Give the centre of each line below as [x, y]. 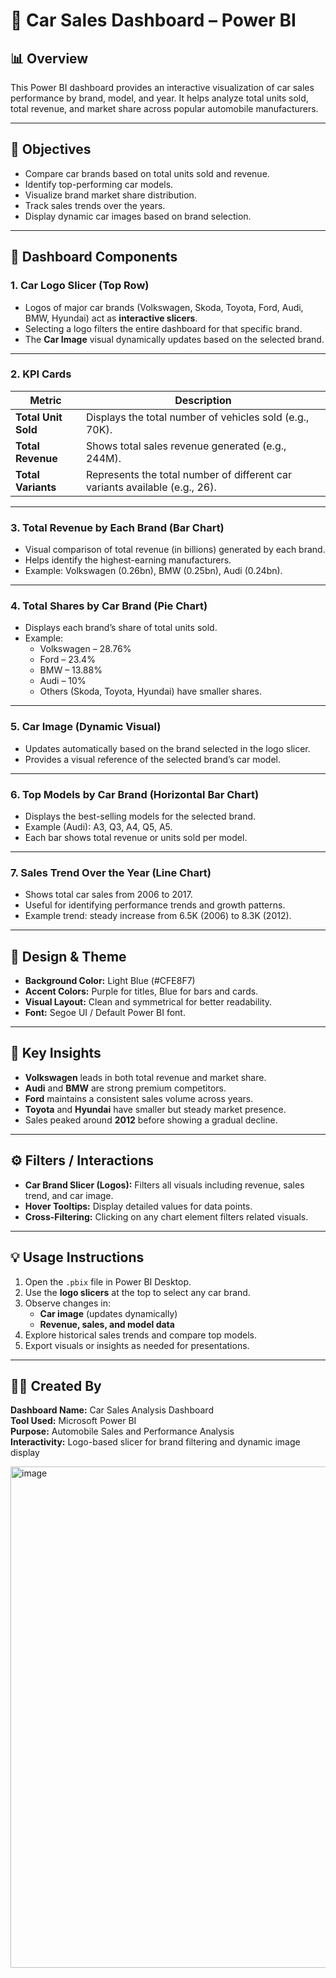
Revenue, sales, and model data [107, 1324]
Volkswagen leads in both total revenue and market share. [145, 1077]
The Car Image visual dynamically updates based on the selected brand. [174, 339]
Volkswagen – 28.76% [85, 649]
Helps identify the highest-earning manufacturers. [128, 560]
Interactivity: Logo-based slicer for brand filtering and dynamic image [155, 1442]
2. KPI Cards [41, 374]
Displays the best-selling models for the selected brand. [140, 816]
